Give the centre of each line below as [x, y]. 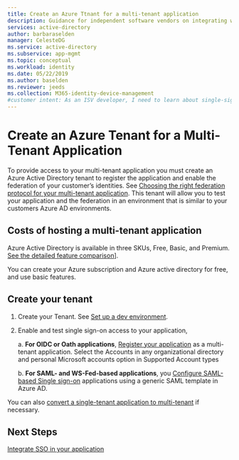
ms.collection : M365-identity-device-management [81, 93]
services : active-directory [49, 27]
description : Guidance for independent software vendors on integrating [117, 21]
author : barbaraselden [41, 34]
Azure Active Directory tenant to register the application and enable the [112, 178]
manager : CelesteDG [36, 41]
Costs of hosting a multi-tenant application [105, 231]
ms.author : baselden [38, 80]
